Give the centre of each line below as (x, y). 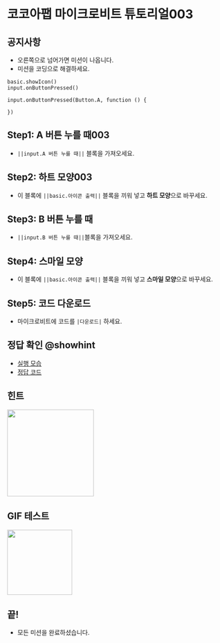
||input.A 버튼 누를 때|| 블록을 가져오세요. (76, 153)
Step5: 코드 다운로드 (49, 303)
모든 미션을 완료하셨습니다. (53, 633)
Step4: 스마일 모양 (45, 261)
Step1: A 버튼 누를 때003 (58, 135)
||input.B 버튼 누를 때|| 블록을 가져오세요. (75, 237)
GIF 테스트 (28, 516)
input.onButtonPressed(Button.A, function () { (77, 100)
